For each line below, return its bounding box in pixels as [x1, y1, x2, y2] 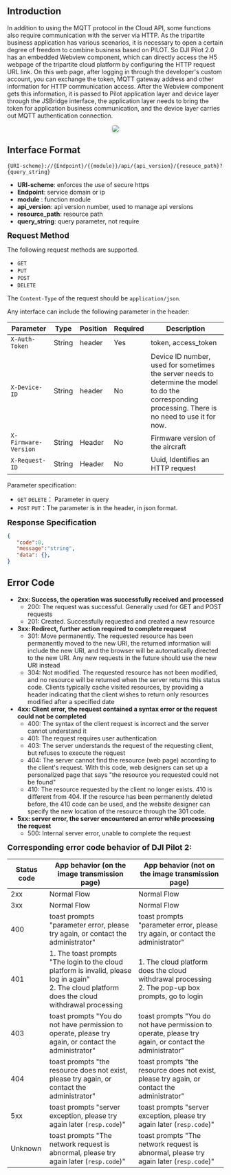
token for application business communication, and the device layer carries [7, 104, 220, 112]
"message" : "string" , [16, 545, 76, 552]
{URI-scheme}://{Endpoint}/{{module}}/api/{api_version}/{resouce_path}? [7, 162, 223, 169]
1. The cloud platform [138, 957, 208, 967]
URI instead [27, 661, 60, 669]
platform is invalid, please [49, 965, 132, 975]
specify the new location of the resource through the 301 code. [27, 807, 206, 815]
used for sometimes [151, 360, 215, 370]
